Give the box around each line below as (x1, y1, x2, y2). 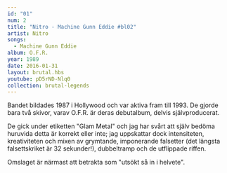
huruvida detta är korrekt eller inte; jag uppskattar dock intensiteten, (7, 130, 205, 138)
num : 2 (7, 17, 27, 24)
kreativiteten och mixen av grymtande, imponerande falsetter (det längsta (7, 137, 221, 146)
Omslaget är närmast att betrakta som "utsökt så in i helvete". (7, 158, 185, 167)
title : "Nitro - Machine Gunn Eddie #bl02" (7, 23, 137, 30)
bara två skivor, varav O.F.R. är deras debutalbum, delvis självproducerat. (7, 109, 220, 117)
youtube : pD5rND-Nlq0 (7, 75, 71, 83)
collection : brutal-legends (7, 82, 90, 89)
